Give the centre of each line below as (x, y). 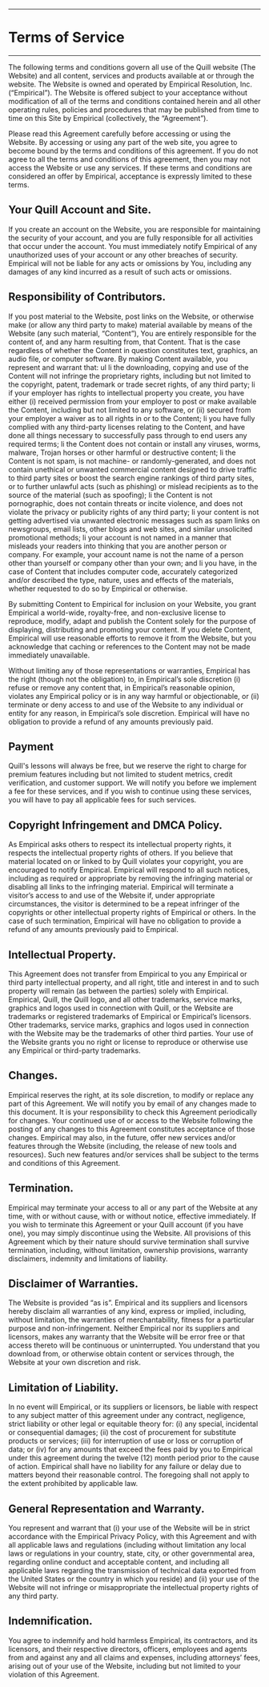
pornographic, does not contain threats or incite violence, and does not (126, 503)
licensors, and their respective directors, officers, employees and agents (128, 1649)
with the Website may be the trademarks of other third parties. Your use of (131, 1033)
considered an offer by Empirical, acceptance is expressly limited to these (130, 176)
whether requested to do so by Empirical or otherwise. (98, 588)
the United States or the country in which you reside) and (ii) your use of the (134, 1579)
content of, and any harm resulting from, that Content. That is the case (124, 342)
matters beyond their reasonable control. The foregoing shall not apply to (129, 1475)
